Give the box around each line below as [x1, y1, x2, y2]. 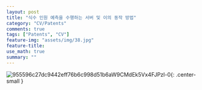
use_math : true [6, 49, 45, 55]
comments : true [6, 26, 45, 32]
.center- [176, 71, 197, 78]
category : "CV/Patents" [6, 20, 67, 26]
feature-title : [6, 43, 45, 49]
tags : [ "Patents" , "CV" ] [6, 32, 70, 38]
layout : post [6, 9, 40, 15]
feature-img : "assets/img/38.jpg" [6, 37, 95, 43]
